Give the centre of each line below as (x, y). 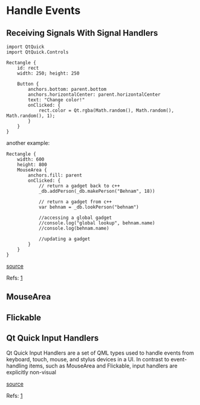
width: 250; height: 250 (48, 73)
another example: (28, 143)
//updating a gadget (64, 239)
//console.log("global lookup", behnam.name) (97, 223)
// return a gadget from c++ (75, 202)
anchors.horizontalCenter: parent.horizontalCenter (95, 95)
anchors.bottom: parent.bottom (67, 89)
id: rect (28, 68)
